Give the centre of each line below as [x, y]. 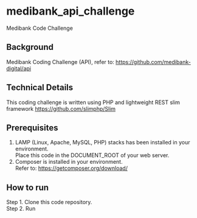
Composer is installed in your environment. [69, 162]
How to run [28, 187]
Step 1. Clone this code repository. [49, 202]
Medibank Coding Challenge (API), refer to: [60, 62]
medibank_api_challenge [71, 11]
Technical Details [40, 87]
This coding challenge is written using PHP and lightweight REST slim [93, 102]
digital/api [19, 68]
